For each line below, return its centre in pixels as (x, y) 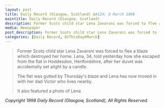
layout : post (18, 10)
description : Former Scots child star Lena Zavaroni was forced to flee (81, 23)
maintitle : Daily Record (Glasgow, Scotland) (52, 19)
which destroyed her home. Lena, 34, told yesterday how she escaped (88, 56)
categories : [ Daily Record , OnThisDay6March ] (52, 37)
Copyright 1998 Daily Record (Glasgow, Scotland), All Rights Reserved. (77, 100)
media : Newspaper (23, 28)
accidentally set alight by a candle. (52, 66)
